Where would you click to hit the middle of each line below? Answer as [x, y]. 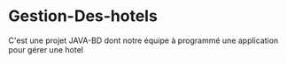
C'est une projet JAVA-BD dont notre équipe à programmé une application [143, 40]
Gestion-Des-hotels [83, 16]
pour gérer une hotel [46, 49]
